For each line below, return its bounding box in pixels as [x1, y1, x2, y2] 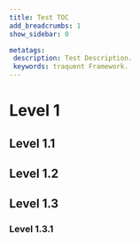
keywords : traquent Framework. [12, 62, 128, 71]
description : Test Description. [12, 54, 133, 63]
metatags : [9, 45, 46, 54]
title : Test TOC [9, 12, 69, 22]
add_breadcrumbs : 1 [9, 21, 82, 30]
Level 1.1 [9, 135, 56, 151]
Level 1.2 [9, 165, 59, 181]
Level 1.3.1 [9, 223, 54, 236]
